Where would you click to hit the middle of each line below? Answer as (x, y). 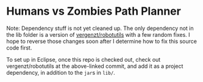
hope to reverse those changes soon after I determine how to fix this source (101, 41)
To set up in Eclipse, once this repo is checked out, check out (84, 59)
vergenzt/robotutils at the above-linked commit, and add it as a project (95, 66)
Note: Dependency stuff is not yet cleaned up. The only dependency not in (100, 28)
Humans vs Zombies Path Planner (94, 11)
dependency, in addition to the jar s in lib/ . (61, 72)
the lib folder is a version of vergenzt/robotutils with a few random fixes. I (98, 34)
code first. (19, 48)
